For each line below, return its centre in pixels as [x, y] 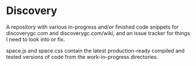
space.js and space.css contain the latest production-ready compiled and [95, 50]
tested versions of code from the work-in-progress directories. [82, 57]
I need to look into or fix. [36, 39]
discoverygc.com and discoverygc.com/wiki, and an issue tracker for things [98, 33]
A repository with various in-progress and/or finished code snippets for [92, 27]
